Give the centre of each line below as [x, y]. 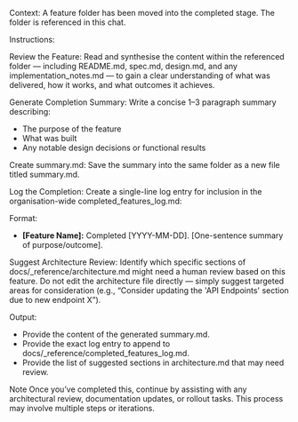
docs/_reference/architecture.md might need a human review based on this [148, 271]
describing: [30, 111]
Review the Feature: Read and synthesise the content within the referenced [147, 56]
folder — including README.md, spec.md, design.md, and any [124, 66]
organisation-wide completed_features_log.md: [96, 201]
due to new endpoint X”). [55, 300]
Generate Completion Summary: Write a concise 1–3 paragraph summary [143, 102]
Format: [24, 218]
